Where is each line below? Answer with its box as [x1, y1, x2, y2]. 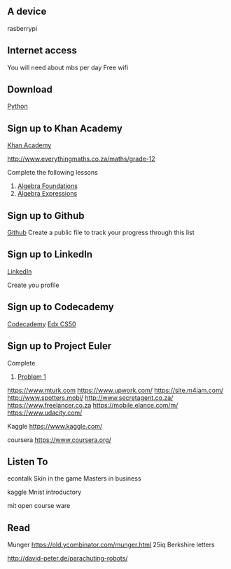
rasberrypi [7, 24, 38, 32]
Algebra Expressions [17, 189, 78, 198]
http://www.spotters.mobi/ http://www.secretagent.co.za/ [7, 393, 174, 402]
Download [7, 83, 52, 95]
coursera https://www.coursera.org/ [7, 435, 112, 444]
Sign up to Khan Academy [7, 122, 122, 134]
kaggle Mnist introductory [7, 488, 82, 497]
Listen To [7, 455, 48, 467]
